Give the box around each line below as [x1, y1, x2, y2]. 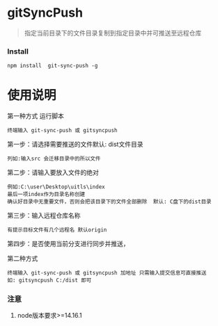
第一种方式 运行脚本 [7, 112, 64, 120]
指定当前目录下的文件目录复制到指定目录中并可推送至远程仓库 [24, 28, 202, 37]
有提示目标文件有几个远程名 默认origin [7, 227, 107, 234]
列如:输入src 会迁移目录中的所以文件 [7, 155, 101, 163]
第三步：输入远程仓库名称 [7, 211, 81, 220]
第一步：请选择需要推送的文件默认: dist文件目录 [7, 140, 143, 149]
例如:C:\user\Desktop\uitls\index [7, 184, 106, 190]
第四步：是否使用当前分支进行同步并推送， [7, 240, 130, 248]
